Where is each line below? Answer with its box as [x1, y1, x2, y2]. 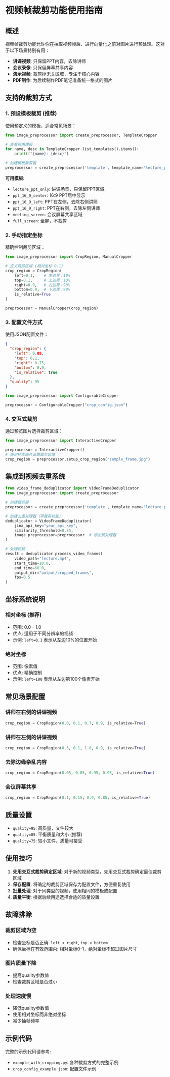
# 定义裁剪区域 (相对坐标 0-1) [5, 264, 64, 269]
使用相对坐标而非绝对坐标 [12, 1011, 66, 1017]
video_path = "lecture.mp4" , [14, 556, 71, 561]
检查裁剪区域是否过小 [12, 978, 57, 984]
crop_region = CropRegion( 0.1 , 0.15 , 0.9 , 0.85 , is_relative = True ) [5, 795, 151, 800]
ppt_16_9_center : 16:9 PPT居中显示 [12, 192, 86, 198]
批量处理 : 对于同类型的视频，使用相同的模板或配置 [12, 887, 117, 893]
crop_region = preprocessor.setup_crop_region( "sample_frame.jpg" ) [5, 456, 151, 462]
